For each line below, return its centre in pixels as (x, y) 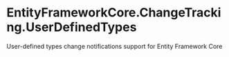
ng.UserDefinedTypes (72, 27)
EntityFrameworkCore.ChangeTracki (114, 13)
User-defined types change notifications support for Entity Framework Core (114, 46)
